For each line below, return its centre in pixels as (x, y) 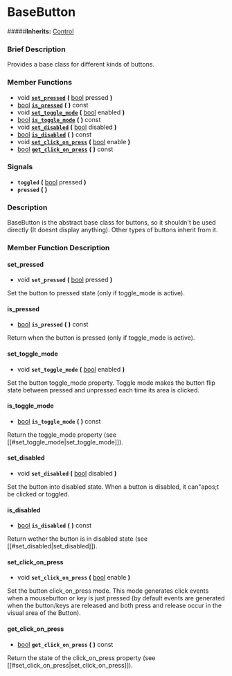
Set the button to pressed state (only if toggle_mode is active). (96, 293)
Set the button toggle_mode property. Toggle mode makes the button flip (111, 383)
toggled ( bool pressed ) (52, 182)
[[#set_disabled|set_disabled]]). (52, 546)
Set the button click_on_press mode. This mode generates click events (108, 591)
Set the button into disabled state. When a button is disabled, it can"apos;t (113, 487)
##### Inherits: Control (41, 31)
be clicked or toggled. (38, 494)
